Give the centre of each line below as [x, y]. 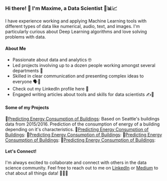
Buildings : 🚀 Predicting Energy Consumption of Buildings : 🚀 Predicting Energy [84, 134]
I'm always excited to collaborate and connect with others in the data [76, 162]
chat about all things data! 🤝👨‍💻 [37, 173]
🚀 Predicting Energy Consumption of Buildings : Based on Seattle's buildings [82, 118]
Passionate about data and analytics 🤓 [52, 59]
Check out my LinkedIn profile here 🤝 [50, 88]
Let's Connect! [21, 151]
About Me [16, 48]
